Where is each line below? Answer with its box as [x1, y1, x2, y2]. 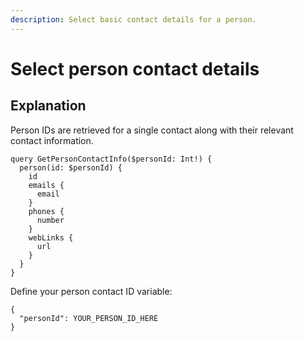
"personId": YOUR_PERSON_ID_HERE [19, 313, 159, 323]
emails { [28, 180, 65, 190]
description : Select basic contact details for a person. [10, 14, 257, 25]
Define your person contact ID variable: [10, 285, 173, 297]
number [36, 215, 65, 225]
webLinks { [28, 232, 74, 243]
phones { [28, 206, 65, 216]
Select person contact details [10, 57, 260, 80]
